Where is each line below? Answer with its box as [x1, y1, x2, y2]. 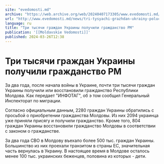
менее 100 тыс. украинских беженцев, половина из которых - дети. [5, 153, 146, 159]
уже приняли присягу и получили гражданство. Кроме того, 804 [5, 117, 141, 123]
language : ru [5, 21, 32, 26]
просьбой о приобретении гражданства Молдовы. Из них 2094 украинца [5, 112, 159, 118]
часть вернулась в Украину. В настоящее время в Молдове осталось [5, 148, 150, 154]
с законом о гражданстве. [5, 128, 60, 134]
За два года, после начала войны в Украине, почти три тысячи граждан [5, 82, 155, 88]
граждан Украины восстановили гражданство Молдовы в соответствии [5, 123, 156, 129]
